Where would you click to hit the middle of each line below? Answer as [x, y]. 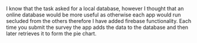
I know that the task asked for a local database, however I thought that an [95, 9]
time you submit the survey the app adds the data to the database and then [97, 27]
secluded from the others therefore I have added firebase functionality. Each [99, 21]
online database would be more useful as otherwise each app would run [94, 15]
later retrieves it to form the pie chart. [51, 34]
